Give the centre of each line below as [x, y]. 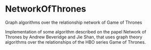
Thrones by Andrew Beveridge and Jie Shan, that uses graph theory [74, 37]
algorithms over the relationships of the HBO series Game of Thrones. [75, 42]
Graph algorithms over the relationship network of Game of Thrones [74, 22]
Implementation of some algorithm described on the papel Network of [75, 32]
